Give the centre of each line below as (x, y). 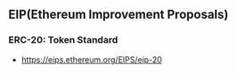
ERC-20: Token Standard (63, 40)
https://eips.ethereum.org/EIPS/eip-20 (91, 59)
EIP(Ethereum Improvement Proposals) (118, 15)
